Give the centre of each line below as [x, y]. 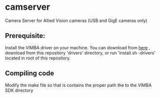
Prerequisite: [25, 36]
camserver [28, 7]
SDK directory [19, 90]
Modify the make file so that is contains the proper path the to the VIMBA [79, 85]
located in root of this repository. [38, 58]
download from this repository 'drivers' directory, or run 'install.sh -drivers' [80, 53]
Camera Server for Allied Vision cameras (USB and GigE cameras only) [76, 20]
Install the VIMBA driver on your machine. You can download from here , [78, 47]
